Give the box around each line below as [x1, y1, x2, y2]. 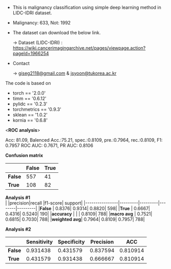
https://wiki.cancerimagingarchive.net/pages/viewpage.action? [12, 45, 146, 51]
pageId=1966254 [12, 51, 50, 56]
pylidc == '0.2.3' [12, 101, 47, 107]
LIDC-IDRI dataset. [12, 10, 52, 16]
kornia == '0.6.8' [12, 117, 48, 123]
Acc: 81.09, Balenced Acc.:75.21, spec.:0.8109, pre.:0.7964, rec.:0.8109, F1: [5, 137, 163, 143]
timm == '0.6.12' [12, 96, 47, 101]
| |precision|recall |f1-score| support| [5, 200, 83, 206]
